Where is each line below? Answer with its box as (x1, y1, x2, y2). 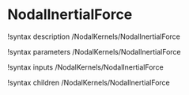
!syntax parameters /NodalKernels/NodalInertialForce (7, 47, 181, 56)
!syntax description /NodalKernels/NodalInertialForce (7, 32, 181, 41)
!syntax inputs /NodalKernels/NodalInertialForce (7, 62, 164, 72)
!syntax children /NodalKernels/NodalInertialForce (7, 78, 171, 87)
